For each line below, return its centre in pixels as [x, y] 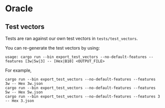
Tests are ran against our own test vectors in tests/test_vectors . [72, 38]
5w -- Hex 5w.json [24, 92]
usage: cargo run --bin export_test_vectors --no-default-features [76, 57]
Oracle [19, 9]
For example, [19, 70]
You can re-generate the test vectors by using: [53, 48]
